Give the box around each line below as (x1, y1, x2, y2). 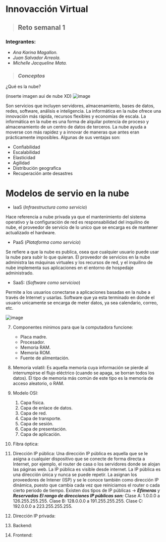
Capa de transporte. (20, 415, 61, 421)
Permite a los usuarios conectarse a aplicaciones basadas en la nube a (5, 289, 151, 295)
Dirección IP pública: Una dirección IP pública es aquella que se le (12, 451, 148, 457)
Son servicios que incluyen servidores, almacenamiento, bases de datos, (5, 103, 155, 109)
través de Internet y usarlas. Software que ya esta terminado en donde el (5, 294, 155, 301)
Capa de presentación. (20, 426, 67, 432)
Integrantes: (5, 38, 36, 45)
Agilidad (12, 160, 30, 166)
